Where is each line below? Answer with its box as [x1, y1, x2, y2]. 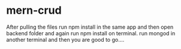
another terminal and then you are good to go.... [6, 36, 125, 43]
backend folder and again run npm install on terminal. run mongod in [6, 29, 176, 36]
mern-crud [6, 4, 62, 17]
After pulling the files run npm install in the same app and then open [6, 23, 174, 30]
